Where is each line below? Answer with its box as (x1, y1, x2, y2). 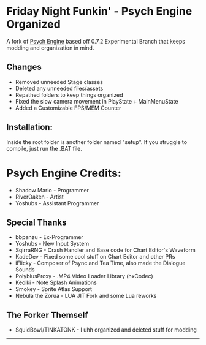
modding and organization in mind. (6, 44, 94, 51)
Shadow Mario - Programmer (15, 186, 90, 194)
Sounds (15, 266, 35, 273)
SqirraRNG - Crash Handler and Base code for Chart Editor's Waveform (15, 246, 196, 254)
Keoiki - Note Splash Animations (15, 279, 97, 286)
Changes (6, 62, 42, 72)
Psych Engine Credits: (6, 166, 121, 180)
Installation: (6, 122, 53, 132)
